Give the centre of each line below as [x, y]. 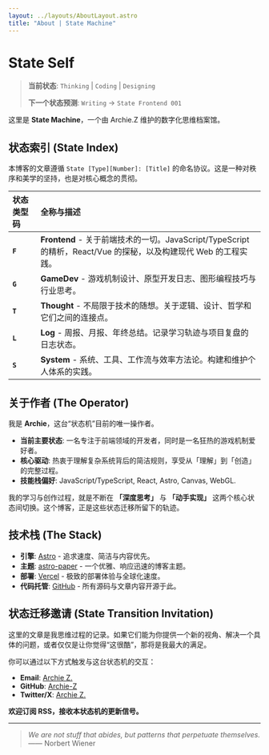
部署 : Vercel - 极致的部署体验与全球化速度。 [92, 576]
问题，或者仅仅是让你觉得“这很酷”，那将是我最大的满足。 [116, 645]
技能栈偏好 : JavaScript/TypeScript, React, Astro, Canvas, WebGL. [128, 480]
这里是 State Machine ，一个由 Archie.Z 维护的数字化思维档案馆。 [116, 120]
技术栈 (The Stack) [55, 535]
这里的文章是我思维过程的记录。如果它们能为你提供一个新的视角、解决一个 [131, 634]
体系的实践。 [73, 371]
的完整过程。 [41, 471]
